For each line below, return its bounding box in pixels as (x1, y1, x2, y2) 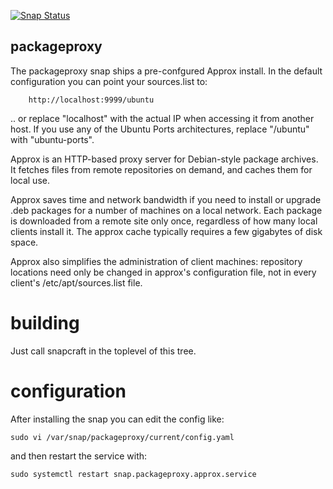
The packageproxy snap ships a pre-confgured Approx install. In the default (10, 65, 323, 77)
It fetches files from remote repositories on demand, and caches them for (10, 163, 313, 175)
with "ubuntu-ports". (10, 133, 95, 145)
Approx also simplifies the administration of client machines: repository (10, 255, 303, 267)
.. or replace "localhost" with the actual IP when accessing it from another (10, 112, 315, 124)
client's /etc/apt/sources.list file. (10, 276, 143, 289)
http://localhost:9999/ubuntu (28, 95, 155, 105)
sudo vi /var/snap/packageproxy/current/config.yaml (10, 432, 235, 442)
